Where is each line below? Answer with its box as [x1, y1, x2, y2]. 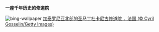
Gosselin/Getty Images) [5, 21, 54, 27]
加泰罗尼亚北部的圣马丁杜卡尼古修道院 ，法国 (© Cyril [42, 15, 154, 21]
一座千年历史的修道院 [5, 5, 49, 10]
